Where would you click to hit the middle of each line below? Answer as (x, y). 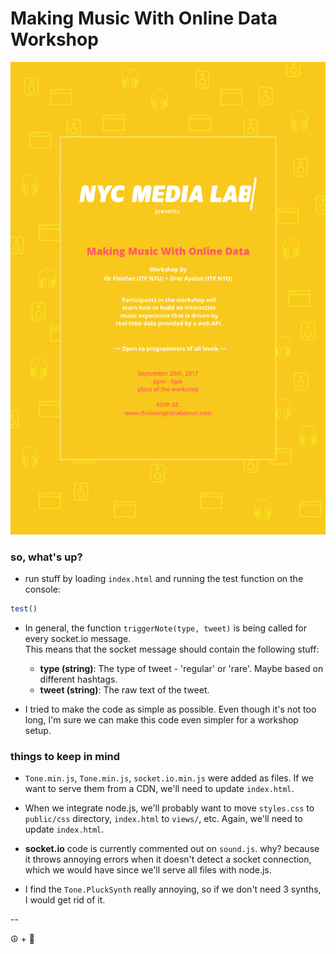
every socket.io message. (78, 639)
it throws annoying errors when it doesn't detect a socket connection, (168, 859)
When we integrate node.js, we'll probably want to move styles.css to (169, 808)
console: (42, 589)
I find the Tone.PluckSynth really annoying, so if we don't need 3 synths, (173, 889)
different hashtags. (78, 679)
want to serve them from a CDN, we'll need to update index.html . (159, 789)
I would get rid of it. (65, 900)
